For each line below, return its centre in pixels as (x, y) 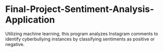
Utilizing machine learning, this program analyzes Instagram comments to (82, 33)
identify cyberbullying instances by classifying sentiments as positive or (80, 39)
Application (30, 20)
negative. (15, 44)
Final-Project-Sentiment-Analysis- (80, 9)
